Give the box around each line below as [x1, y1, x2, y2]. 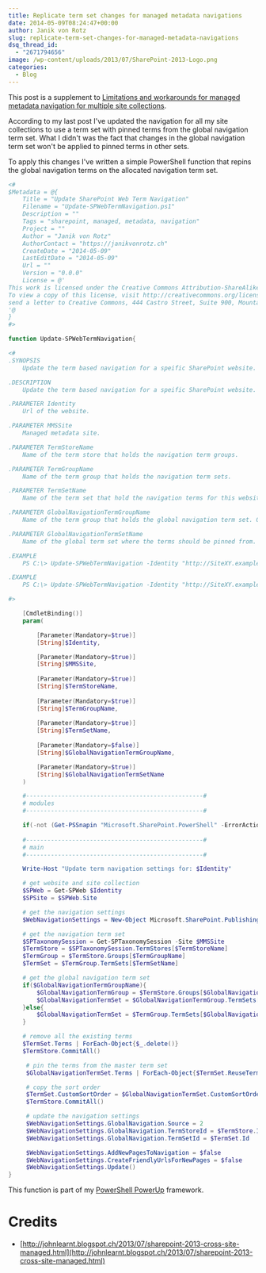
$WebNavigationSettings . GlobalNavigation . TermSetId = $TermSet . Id [25, 1134, 249, 1142]
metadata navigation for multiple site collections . [8, 101, 167, 110]
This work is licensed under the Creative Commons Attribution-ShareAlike [8, 283, 260, 292]
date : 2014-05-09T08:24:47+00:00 [8, 19, 119, 27]
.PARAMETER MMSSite [8, 422, 73, 430]
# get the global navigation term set [22, 974, 150, 982]
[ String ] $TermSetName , [36, 727, 112, 734]
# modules [22, 799, 55, 807]
